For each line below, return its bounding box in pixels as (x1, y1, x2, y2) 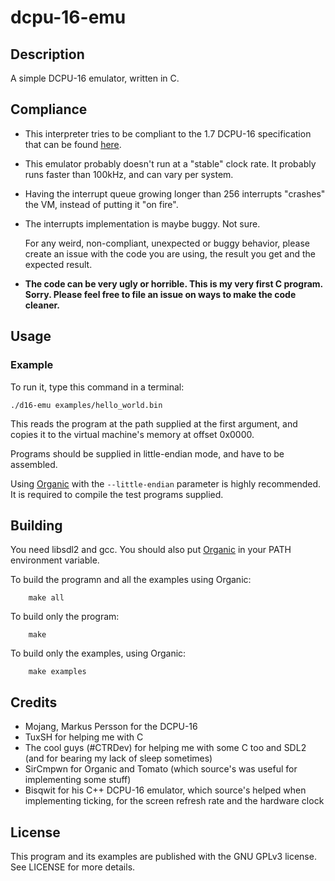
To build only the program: (10, 611, 120, 623)
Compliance (10, 101, 88, 118)
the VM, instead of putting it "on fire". (24, 198, 179, 210)
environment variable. (10, 554, 100, 566)
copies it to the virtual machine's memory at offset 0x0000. (10, 428, 255, 440)
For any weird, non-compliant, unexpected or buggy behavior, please (24, 237, 310, 249)
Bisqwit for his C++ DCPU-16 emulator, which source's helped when (24, 784, 307, 796)
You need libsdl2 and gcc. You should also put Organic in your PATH (10, 544, 292, 556)
